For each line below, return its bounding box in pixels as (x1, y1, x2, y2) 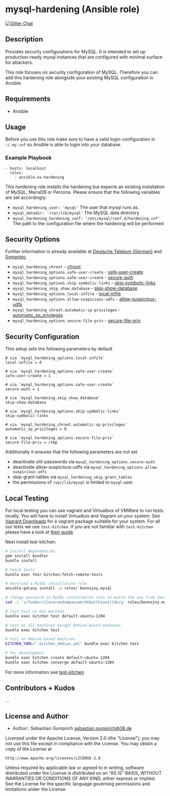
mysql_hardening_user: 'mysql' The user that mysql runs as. (12, 204, 139, 210)
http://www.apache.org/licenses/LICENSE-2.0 (5, 756, 101, 761)
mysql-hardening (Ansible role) (5, 4, 140, 15)
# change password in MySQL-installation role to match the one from (5, 595, 155, 600)
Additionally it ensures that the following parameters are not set (5, 449, 138, 455)
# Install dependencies (5, 549, 56, 554)
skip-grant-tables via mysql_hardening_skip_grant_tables (12, 474, 133, 480)
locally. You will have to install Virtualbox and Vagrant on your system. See (5, 513, 160, 519)
